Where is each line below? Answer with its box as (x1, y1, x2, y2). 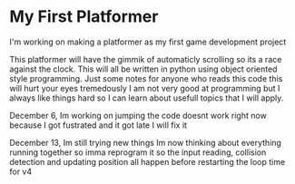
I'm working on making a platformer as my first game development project (9, 36, 287, 47)
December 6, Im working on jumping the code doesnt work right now (9, 110, 268, 121)
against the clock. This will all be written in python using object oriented (9, 63, 278, 74)
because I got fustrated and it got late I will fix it (9, 120, 188, 131)
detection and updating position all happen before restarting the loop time (9, 156, 286, 167)
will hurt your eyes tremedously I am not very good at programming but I (9, 82, 280, 93)
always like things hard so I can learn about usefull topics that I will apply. (9, 92, 284, 103)
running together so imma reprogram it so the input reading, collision (9, 147, 267, 158)
